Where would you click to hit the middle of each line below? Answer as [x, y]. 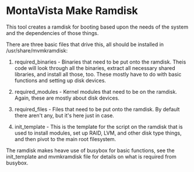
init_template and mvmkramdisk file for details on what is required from [91, 156]
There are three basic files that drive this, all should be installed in [85, 44]
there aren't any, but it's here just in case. [64, 115]
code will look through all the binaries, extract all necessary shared [95, 68]
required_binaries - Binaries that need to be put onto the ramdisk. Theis [100, 62]
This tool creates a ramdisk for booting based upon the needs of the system [97, 27]
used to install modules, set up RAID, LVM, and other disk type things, [98, 133]
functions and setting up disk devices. [60, 80]
